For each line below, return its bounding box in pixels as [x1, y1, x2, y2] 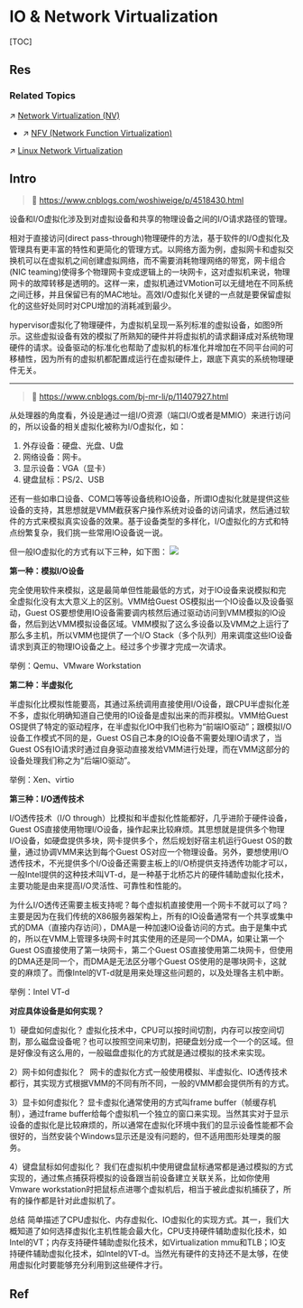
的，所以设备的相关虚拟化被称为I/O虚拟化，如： [9, 422, 187, 432]
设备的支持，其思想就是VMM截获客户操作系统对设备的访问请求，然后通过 [9, 505, 282, 515]
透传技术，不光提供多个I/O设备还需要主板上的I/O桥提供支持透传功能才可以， [9, 858, 293, 868]
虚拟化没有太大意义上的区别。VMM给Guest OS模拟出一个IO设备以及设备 [16, 596, 286, 607]
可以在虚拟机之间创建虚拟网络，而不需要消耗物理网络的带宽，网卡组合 [24, 255, 286, 266]
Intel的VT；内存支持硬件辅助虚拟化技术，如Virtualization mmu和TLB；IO [9, 1237, 279, 1248]
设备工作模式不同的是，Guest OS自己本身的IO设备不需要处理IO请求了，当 [9, 733, 282, 744]
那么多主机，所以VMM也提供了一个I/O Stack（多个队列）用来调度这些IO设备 [9, 630, 293, 641]
